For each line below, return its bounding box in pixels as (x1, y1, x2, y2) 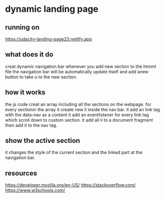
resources (5, 169, 37, 177)
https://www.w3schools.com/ (5, 187, 65, 193)
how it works (5, 88, 46, 97)
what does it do (5, 50, 53, 59)
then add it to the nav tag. (5, 122, 58, 128)
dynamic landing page (5, 3, 99, 15)
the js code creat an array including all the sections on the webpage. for (5, 101, 152, 107)
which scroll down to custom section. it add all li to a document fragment (5, 117, 153, 123)
